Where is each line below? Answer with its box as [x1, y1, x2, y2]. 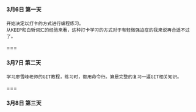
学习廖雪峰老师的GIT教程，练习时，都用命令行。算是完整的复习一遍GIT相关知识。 [6, 74, 182, 80]
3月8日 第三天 [6, 99, 42, 107]
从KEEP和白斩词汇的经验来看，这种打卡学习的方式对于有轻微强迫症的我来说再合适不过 [6, 27, 191, 33]
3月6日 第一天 [6, 5, 42, 13]
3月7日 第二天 [6, 58, 42, 66]
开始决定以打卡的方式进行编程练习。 [6, 21, 84, 27]
